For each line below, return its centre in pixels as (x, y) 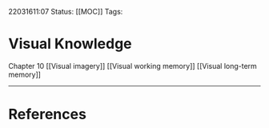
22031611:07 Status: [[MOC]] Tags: (66, 12)
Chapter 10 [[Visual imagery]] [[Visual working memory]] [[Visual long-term (133, 66)
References (47, 114)
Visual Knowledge (70, 44)
